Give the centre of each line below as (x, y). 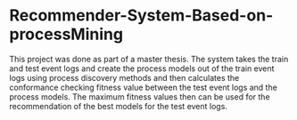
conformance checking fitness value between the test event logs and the (144, 87)
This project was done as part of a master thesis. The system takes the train (149, 59)
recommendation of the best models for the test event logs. (118, 106)
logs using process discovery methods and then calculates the (124, 77)
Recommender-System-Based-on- (141, 16)
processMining (66, 34)
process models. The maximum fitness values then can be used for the (140, 96)
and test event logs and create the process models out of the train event (142, 68)
